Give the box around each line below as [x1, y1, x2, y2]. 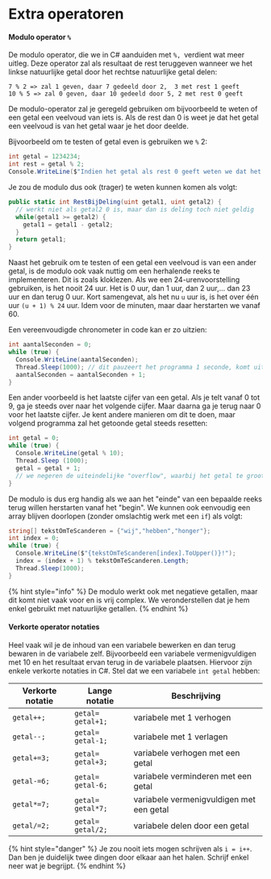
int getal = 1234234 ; [8, 153, 81, 161]
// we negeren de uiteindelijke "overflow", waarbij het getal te [15, 471, 244, 480]
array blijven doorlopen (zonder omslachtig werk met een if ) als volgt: [8, 511, 244, 521]
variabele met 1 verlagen [133, 731, 228, 742]
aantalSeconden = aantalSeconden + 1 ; [15, 370, 147, 378]
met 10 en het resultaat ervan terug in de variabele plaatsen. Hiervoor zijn [8, 657, 252, 667]
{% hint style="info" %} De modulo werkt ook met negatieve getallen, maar [8, 586, 258, 596]
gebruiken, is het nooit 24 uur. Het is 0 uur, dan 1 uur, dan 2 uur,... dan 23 [8, 284, 251, 294]
